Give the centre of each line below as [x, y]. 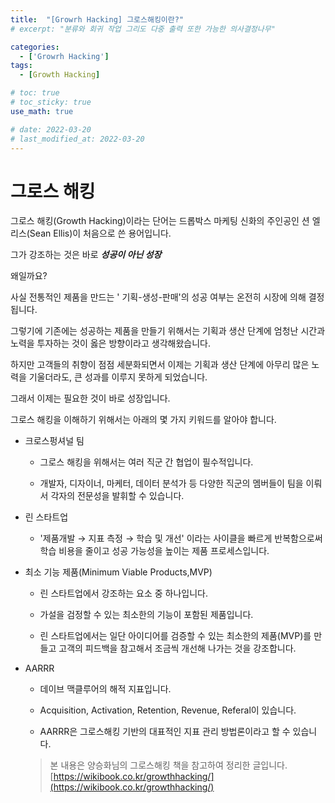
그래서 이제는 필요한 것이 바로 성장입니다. [90, 398]
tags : [21, 66]
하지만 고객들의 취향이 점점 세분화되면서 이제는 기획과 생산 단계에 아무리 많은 [160, 365]
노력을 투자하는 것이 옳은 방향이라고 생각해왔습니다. [110, 343]
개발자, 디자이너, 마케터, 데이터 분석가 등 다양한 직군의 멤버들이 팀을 [171, 483]
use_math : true [42, 111]
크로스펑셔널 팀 [54, 441]
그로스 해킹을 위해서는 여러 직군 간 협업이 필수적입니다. [146, 462]
